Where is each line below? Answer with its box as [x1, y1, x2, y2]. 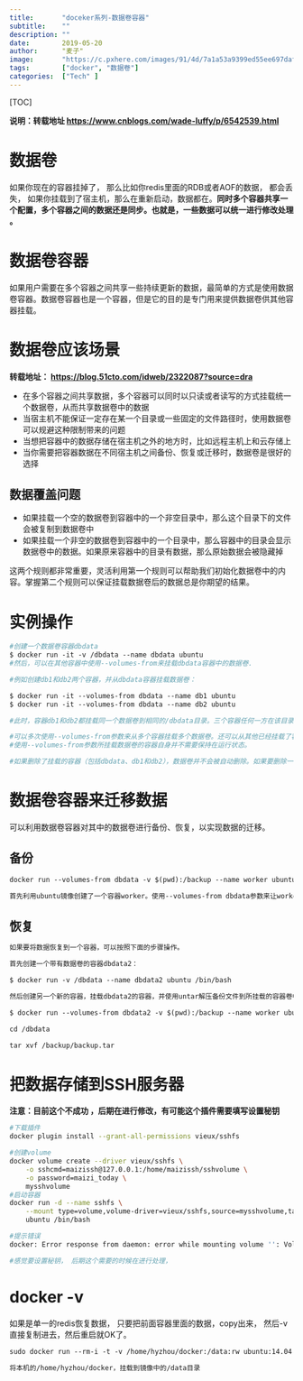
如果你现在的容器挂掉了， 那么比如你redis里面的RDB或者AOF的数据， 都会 [9, 181, 286, 192]
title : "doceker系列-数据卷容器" [9, 13, 150, 23]
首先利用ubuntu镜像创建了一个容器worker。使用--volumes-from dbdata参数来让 [9, 891, 278, 900]
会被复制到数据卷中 [22, 524, 95, 535]
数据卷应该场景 [9, 339, 121, 360]
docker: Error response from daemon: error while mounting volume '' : [9, 1239, 280, 1249]
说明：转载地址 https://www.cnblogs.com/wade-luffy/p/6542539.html [9, 115, 280, 126]
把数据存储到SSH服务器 [9, 1074, 185, 1094]
